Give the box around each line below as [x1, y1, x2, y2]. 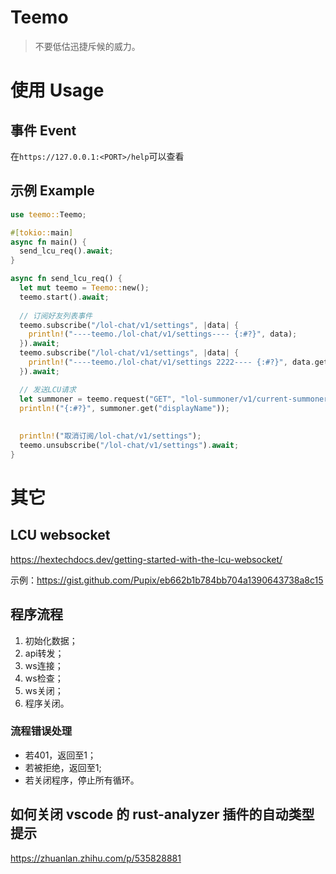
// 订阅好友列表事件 [19, 311, 93, 321]
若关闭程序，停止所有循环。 [24, 774, 140, 786]
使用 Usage [10, 79, 105, 102]
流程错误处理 [10, 724, 73, 738]
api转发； [24, 647, 65, 659]
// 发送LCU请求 [19, 384, 77, 395]
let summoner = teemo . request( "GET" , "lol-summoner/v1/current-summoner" [19, 394, 333, 404]
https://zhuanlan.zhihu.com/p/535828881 [10, 852, 182, 864]
